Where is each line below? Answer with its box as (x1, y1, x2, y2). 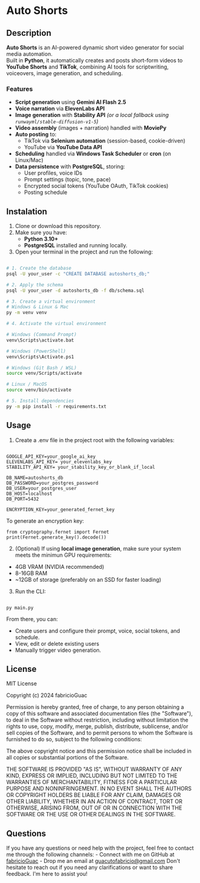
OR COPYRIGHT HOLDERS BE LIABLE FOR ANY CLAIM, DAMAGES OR (6, 791, 181, 799)
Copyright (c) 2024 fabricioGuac (6, 692, 88, 699)
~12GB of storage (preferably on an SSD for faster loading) (15, 576, 161, 583)
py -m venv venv (6, 310, 47, 316)
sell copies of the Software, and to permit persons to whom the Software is (6, 729, 193, 737)
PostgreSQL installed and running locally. (24, 242, 128, 249)
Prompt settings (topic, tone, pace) (24, 176, 111, 183)
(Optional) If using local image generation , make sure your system (15, 545, 181, 552)
